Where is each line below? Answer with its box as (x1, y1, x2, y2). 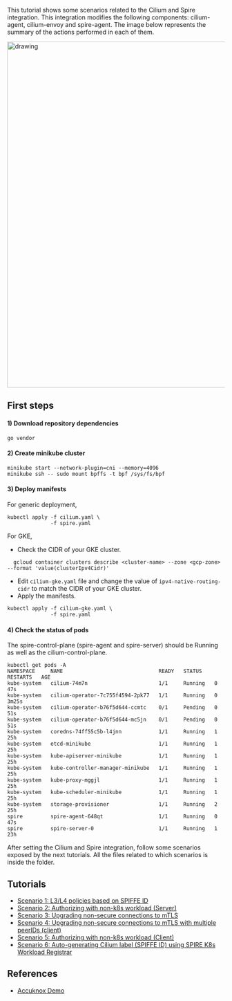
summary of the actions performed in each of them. (7, 28, 155, 36)
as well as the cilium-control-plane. (7, 648, 108, 656)
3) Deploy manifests (7, 485, 67, 493)
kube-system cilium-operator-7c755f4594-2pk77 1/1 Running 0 (7, 692, 217, 699)
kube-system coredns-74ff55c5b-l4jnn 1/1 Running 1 (7, 728, 217, 735)
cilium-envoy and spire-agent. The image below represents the (26, 21, 206, 28)
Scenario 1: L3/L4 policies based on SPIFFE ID (17, 897, 148, 905)
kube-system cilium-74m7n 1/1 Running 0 (7, 680, 217, 687)
